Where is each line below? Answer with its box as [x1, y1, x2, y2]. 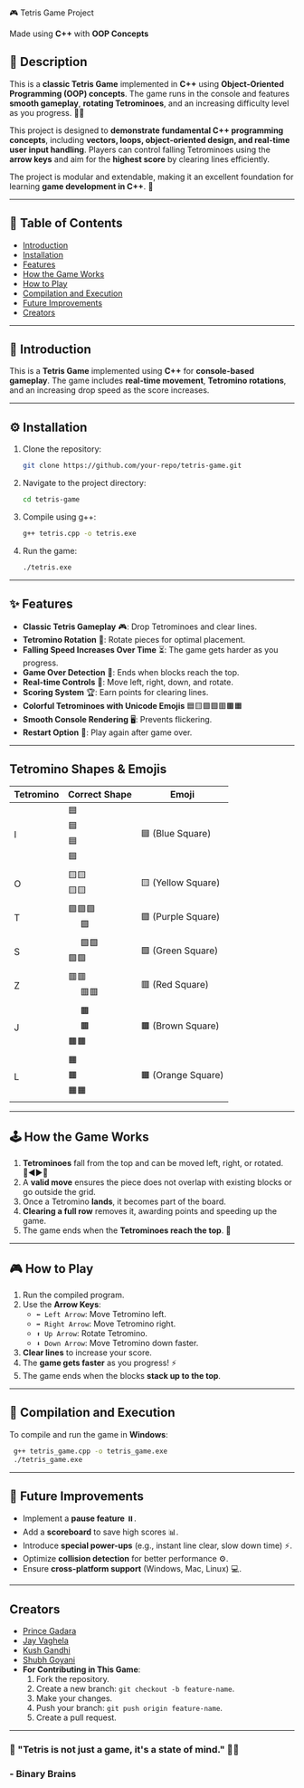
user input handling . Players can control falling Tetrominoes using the [9, 144, 271, 155]
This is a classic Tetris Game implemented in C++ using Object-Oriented [9, 78, 285, 89]
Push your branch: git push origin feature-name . [35, 1703, 223, 1714]
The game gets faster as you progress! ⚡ [22, 1357, 177, 1368]
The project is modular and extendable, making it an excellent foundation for [9, 171, 294, 182]
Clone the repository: [22, 444, 102, 454]
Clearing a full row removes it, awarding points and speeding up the [22, 1206, 278, 1217]
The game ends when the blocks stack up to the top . [22, 1371, 222, 1381]
